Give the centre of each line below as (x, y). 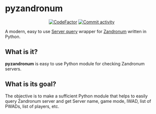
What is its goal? (31, 84)
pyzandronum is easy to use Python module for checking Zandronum (75, 63)
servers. (13, 69)
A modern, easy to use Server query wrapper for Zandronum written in (76, 31)
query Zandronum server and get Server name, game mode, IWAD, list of (78, 101)
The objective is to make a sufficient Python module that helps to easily (77, 96)
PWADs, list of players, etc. (32, 106)
